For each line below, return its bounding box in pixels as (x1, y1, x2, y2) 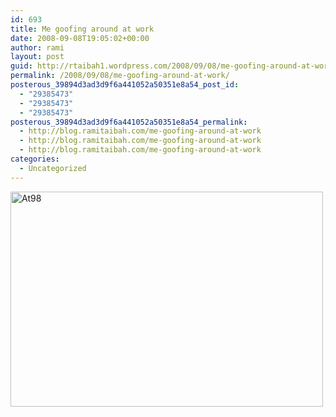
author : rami (10, 42, 65, 53)
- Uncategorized (19, 163, 87, 173)
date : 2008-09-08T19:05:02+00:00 (10, 33, 150, 43)
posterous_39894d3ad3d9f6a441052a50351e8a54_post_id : (10, 80, 240, 90)
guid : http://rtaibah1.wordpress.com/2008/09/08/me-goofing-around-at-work (10, 61, 333, 71)
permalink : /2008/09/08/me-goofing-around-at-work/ (10, 71, 230, 81)
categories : (10, 154, 60, 164)
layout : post (10, 52, 65, 62)
